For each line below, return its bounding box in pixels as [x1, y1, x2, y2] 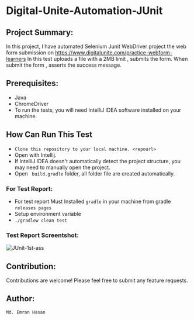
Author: [6, 294, 35, 304]
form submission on [6, 49, 54, 56]
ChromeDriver [14, 100, 49, 107]
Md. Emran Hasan [6, 309, 46, 315]
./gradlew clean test [14, 218, 67, 223]
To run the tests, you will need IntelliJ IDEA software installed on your [14, 106, 181, 113]
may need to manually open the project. [14, 164, 111, 171]
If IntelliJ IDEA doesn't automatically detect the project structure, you [14, 157, 181, 164]
